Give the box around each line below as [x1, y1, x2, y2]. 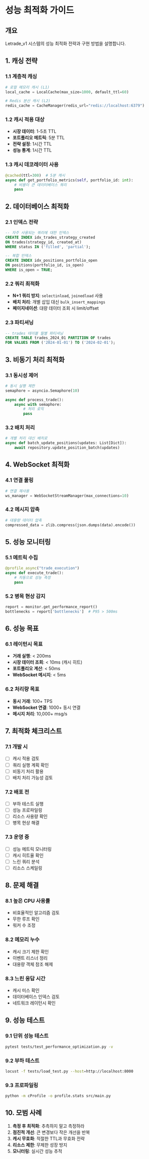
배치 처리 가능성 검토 [12, 774, 53, 780]
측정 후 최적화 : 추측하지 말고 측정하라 [12, 1123, 85, 1129]
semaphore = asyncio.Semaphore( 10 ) [5, 388, 80, 393]
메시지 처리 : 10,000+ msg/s [12, 710, 68, 716]
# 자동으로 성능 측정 [14, 575, 51, 580]
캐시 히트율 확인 [12, 852, 44, 858]
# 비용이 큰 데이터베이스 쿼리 [14, 182, 67, 187]
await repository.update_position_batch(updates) [14, 445, 120, 451]
